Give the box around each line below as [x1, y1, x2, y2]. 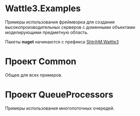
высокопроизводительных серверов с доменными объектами [5, 24, 136, 30]
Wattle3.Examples [5, 3, 81, 14]
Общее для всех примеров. [5, 72, 62, 78]
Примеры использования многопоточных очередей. [5, 105, 115, 111]
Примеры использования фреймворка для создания [5, 19, 115, 25]
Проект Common [5, 56, 77, 67]
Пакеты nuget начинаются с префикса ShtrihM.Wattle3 [5, 39, 119, 44]
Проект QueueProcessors [5, 89, 114, 100]
